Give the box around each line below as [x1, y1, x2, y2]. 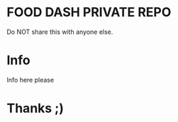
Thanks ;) [6, 100, 65, 116]
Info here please [6, 75, 55, 84]
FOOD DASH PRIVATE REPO [6, 4, 172, 20]
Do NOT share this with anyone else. [6, 28, 113, 36]
